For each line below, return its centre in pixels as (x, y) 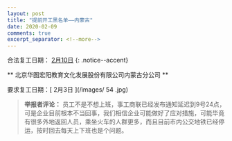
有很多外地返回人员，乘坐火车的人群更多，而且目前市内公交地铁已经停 (124, 122)
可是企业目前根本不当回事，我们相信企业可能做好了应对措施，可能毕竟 (124, 113)
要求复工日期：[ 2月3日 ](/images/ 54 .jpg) (68, 90)
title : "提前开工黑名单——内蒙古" (50, 20)
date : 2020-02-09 (32, 26)
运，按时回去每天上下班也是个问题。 (76, 131)
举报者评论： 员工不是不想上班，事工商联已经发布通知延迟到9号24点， (125, 104)
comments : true (29, 33)
